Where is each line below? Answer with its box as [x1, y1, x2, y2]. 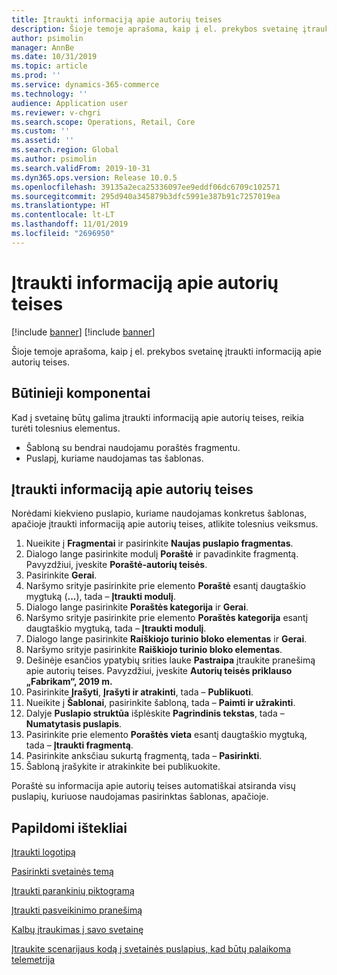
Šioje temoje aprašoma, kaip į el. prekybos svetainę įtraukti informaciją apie [11, 345, 322, 357]
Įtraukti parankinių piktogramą [11, 885, 135, 897]
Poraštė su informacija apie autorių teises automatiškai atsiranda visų [11, 780, 296, 792]
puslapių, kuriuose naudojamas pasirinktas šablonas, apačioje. [11, 791, 269, 803]
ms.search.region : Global [11, 145, 119, 155]
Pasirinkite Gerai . [25, 569, 98, 581]
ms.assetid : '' [11, 136, 75, 146]
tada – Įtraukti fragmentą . [25, 739, 134, 751]
